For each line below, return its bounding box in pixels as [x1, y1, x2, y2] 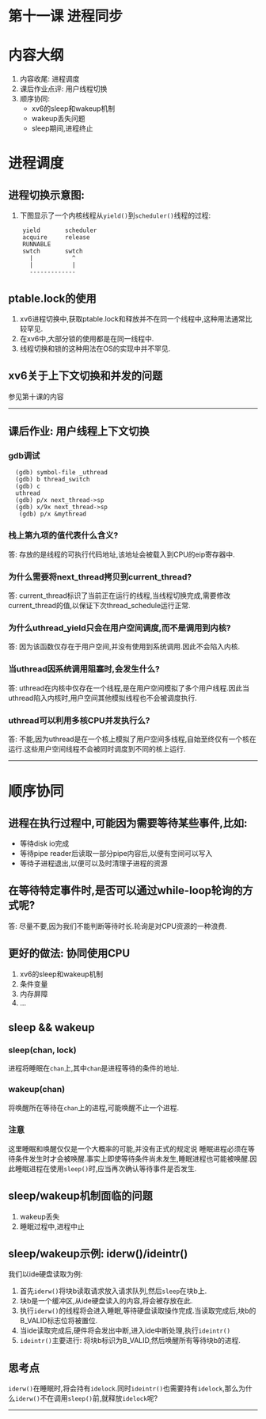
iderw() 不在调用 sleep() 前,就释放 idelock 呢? [15, 1394, 158, 1403]
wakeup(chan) [8, 1084, 66, 1095]
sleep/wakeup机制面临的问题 [8, 1189, 153, 1203]
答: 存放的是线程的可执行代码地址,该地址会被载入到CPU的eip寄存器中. [8, 550, 235, 559]
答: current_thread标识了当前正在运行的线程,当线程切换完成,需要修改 [8, 591, 231, 600]
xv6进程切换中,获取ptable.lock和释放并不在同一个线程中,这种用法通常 [19, 314, 245, 323]
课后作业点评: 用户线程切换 [19, 84, 108, 93]
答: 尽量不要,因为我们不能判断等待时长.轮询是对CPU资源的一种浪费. [8, 921, 227, 930]
